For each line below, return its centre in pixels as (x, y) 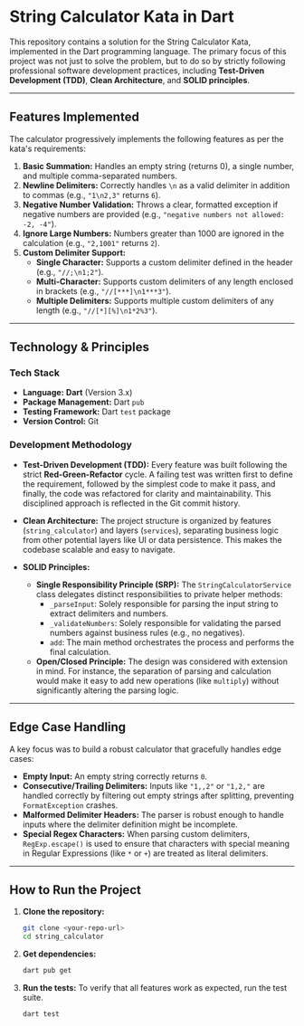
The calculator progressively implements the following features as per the (147, 138)
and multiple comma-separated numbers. (100, 176)
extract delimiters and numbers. (109, 613)
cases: (22, 758)
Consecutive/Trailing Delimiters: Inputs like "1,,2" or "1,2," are (143, 785)
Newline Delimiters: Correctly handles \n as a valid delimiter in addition (156, 185)
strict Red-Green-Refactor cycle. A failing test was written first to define (158, 474)
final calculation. (80, 651)
